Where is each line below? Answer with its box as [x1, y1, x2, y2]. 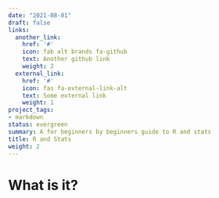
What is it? [8, 176, 79, 194]
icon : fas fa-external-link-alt [22, 84, 127, 92]
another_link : [15, 33, 61, 41]
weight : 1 [22, 99, 55, 106]
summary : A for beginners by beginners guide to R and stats [8, 128, 212, 135]
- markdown [8, 113, 44, 121]
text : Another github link [22, 56, 110, 63]
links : [8, 26, 30, 34]
